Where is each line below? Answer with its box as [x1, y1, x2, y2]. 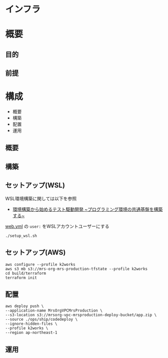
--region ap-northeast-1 [5, 330, 58, 335]
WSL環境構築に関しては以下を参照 [5, 195, 77, 201]
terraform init [5, 275, 37, 280]
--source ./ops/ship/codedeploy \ [5, 317, 78, 322]
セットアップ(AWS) [5, 248, 66, 257]
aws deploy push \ [5, 304, 44, 309]
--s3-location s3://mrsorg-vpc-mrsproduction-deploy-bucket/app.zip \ [5, 313, 157, 318]
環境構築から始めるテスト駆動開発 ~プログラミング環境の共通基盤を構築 [12, 206, 163, 212]
